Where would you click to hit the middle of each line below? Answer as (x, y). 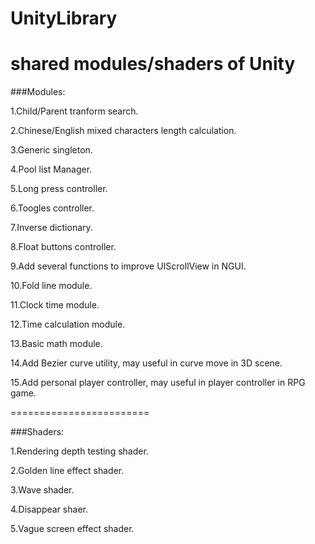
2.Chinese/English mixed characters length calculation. (123, 131)
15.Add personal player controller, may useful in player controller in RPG (158, 383)
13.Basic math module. (56, 344)
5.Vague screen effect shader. (72, 529)
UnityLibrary (64, 18)
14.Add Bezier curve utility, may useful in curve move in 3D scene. (146, 363)
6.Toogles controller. (52, 208)
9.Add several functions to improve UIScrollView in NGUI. (128, 266)
